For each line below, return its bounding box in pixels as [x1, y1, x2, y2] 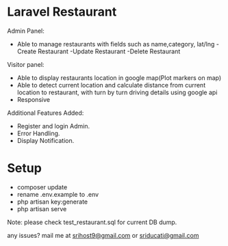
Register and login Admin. [16, 122, 90, 130]
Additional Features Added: [7, 109, 84, 117]
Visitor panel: [7, 60, 45, 68]
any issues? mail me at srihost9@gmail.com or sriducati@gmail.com [7, 231, 199, 239]
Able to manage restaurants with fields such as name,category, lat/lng [16, 40, 215, 48]
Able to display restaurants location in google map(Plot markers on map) [16, 73, 222, 82]
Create [16, 47, 36, 55]
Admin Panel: [7, 27, 45, 35]
